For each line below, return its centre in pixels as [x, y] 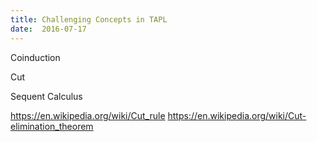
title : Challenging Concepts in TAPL [89, 19]
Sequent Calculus [46, 96]
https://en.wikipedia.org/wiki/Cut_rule [88, 115]
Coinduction [35, 57]
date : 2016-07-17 [48, 29]
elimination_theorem [52, 126]
